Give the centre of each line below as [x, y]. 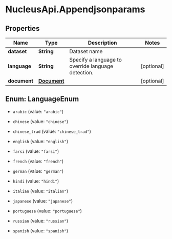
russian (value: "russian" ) [40, 221]
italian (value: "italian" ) [40, 191]
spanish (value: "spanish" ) [40, 231]
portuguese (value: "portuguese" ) [47, 211]
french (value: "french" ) [38, 161]
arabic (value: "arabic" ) [38, 111]
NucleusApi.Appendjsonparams [75, 9]
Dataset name [86, 51]
